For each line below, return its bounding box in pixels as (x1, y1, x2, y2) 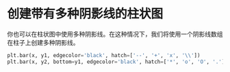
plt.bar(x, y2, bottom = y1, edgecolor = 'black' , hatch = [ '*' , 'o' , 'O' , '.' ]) (7, 58, 228, 65)
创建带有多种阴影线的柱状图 (7, 6, 164, 22)
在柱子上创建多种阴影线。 (7, 38, 79, 46)
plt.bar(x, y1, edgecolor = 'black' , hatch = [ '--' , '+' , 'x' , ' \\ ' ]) (7, 52, 201, 58)
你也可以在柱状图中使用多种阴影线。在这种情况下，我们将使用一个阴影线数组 (7, 30, 223, 38)
